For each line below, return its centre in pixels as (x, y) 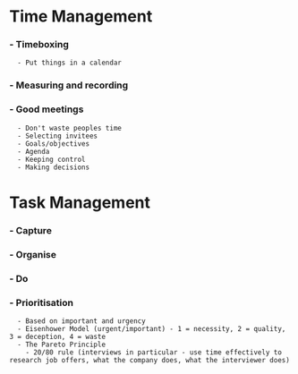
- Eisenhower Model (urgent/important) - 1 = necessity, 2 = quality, (152, 328)
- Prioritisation (42, 302)
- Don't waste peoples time (70, 128)
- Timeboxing (39, 45)
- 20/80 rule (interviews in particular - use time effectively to (153, 352)
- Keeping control (52, 159)
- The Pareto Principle (61, 344)
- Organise (33, 254)
